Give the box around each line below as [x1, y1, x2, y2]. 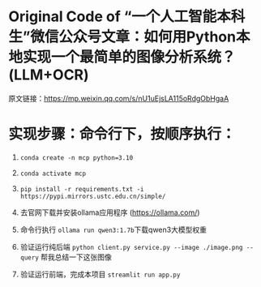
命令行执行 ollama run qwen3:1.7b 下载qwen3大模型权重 [19, 225, 207, 234]
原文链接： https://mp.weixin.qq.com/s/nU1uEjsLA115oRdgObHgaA [8, 93, 229, 103]
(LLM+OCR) [8, 66, 89, 84]
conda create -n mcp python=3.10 [19, 153, 134, 162]
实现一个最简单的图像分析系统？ [23, 48, 237, 66]
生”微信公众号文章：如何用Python [8, 28, 237, 46]
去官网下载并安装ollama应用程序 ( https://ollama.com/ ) [19, 208, 200, 217]
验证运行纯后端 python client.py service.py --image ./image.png [19, 242, 243, 251]
